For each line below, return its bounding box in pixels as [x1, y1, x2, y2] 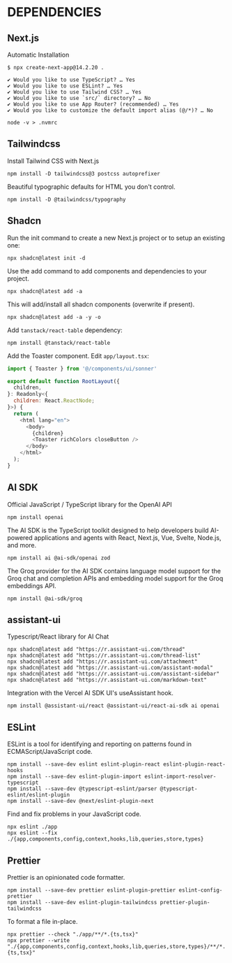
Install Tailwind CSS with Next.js [7, 157, 100, 165]
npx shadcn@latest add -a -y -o [7, 313, 101, 320]
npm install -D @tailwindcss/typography [7, 196, 127, 203]
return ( [13, 410, 39, 417]
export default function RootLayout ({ [7, 378, 120, 385]
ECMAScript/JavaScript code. [7, 748, 93, 756]
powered [7, 533, 33, 542]
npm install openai [7, 513, 64, 521]
